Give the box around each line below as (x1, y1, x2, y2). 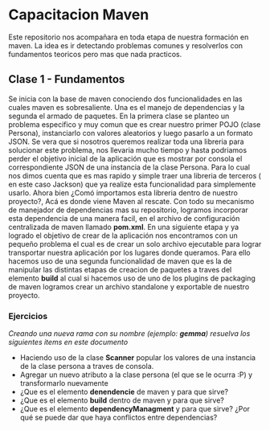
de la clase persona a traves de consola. (19, 362, 154, 371)
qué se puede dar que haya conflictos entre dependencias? (19, 412, 218, 423)
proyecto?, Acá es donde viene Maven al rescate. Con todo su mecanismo (8, 196, 255, 206)
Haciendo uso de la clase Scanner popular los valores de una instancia (19, 353, 256, 362)
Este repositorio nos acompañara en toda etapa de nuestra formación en (8, 32, 249, 42)
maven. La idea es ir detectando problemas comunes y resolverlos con (8, 40, 243, 50)
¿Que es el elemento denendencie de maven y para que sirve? (19, 387, 229, 397)
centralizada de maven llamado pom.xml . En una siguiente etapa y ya (8, 222, 239, 231)
